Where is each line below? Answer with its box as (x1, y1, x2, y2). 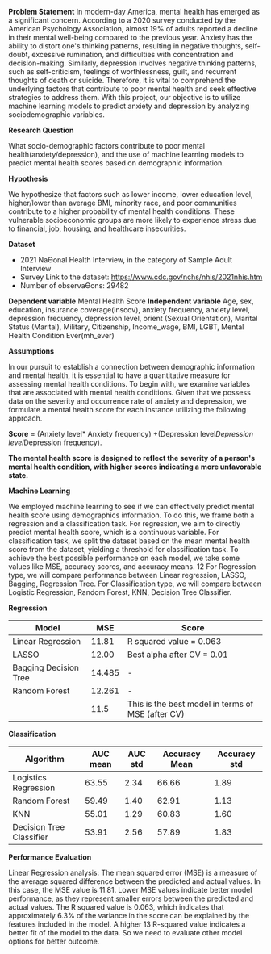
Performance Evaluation (8, 852, 92, 862)
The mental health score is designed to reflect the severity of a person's (8, 454, 256, 462)
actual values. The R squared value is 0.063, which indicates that (8, 902, 224, 911)
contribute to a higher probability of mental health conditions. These (8, 207, 236, 216)
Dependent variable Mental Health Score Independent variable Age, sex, (8, 296, 254, 306)
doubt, (8, 50, 31, 59)
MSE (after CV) (127, 709, 185, 719)
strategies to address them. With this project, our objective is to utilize (8, 93, 241, 102)
